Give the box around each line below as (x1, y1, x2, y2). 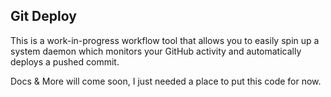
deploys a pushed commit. (10, 55, 120, 68)
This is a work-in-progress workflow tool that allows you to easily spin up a (10, 34, 320, 46)
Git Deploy (10, 8, 77, 25)
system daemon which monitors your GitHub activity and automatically (10, 45, 302, 57)
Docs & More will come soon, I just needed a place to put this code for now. (10, 75, 322, 87)
